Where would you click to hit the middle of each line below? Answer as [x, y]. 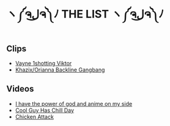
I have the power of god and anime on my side [74, 103]
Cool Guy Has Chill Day [45, 110]
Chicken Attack [34, 117]
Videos [20, 89]
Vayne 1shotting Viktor [43, 63]
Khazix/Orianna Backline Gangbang [60, 70]
